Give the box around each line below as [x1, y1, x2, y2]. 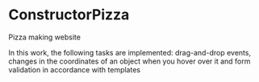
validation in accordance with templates [8, 64, 141, 74]
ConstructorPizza [8, 6, 130, 24]
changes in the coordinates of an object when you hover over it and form [8, 56, 251, 66]
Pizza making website [8, 32, 81, 42]
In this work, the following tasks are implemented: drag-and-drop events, [8, 47, 252, 57]
